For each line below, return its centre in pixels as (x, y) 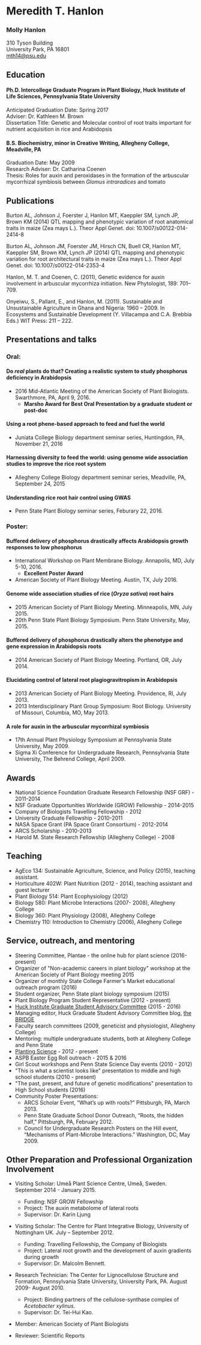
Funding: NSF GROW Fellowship (64, 1202)
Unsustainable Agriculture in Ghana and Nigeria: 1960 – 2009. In (85, 308)
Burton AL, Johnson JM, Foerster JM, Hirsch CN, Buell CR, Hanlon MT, (94, 246)
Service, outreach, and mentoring (70, 941)
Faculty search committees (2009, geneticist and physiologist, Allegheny (105, 1026)
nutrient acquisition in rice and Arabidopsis (59, 129)
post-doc (36, 410)
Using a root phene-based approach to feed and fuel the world (85, 424)
